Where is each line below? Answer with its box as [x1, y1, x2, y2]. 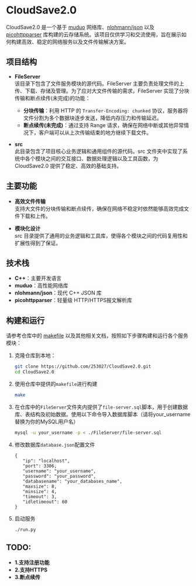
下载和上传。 [19, 212, 51, 220]
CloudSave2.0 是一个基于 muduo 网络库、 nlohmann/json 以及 [6, 23, 155, 30]
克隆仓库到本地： [14, 352, 56, 359]
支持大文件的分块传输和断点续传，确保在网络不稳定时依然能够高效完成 [14, 205, 184, 212]
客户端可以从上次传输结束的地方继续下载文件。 [39, 129, 152, 136]
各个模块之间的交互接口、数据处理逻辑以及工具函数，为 [25, 155, 159, 162]
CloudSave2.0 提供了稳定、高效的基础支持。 [14, 162, 122, 169]
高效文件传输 [14, 197, 46, 205]
